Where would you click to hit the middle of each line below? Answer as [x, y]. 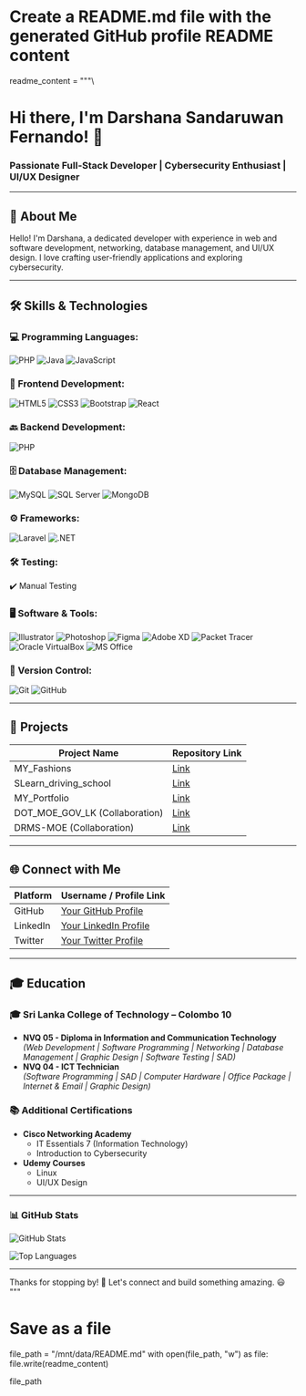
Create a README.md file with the [140, 17]
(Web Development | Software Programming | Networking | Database [153, 1048]
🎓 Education [48, 983]
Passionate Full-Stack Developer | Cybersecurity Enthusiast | [148, 166]
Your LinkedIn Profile [105, 925]
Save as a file [61, 1329]
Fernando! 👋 [56, 137]
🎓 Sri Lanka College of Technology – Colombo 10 [121, 1014]
